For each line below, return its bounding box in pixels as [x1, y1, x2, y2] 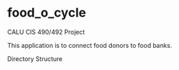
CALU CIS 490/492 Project [7, 28, 85, 36]
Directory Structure [7, 54, 63, 63]
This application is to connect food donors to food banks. [7, 41, 173, 49]
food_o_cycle [7, 5, 86, 21]
